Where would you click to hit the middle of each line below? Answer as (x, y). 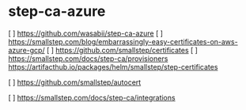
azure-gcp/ (26, 50)
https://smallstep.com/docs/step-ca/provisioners (88, 59)
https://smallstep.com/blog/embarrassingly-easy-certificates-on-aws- (123, 41)
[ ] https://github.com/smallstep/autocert (75, 82)
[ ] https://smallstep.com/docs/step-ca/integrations (92, 97)
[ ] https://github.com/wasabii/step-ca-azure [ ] (86, 33)
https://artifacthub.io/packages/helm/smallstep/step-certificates (113, 66)
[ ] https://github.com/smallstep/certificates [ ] (122, 50)
